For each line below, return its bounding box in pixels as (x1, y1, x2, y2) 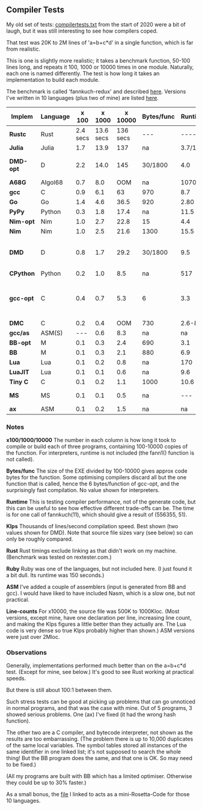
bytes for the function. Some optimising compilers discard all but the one (6, 474, 187, 481)
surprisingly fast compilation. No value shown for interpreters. (6, 487, 160, 494)
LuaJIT (9, 367, 29, 376)
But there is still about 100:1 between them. (6, 687, 113, 694)
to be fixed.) (6, 761, 37, 768)
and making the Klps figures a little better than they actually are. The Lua (6, 620, 186, 628)
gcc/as (9, 328, 30, 337)
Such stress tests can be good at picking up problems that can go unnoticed (6, 698, 195, 705)
